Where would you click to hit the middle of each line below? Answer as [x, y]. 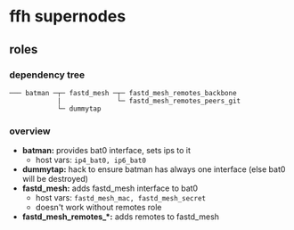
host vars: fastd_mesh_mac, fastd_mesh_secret [121, 198]
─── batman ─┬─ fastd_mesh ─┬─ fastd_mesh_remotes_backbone [123, 93]
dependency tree [47, 75]
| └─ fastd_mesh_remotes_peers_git [149, 101]
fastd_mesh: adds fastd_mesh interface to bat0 [110, 188]
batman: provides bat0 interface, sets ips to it [106, 151]
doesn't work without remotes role [98, 208]
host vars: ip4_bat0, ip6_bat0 [91, 160]
